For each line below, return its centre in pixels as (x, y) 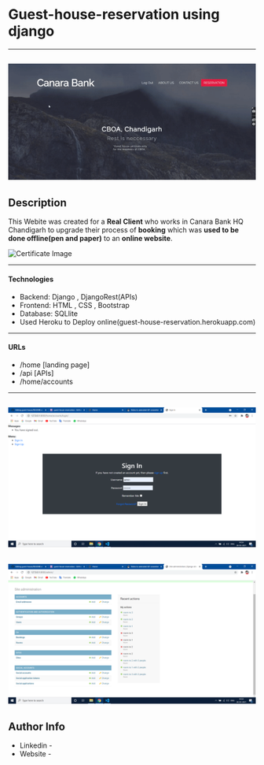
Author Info (37, 726)
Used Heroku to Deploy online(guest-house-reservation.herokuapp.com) (137, 321)
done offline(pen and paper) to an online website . (90, 239)
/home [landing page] (55, 365)
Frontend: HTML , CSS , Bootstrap (74, 305)
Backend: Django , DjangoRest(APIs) (79, 296)
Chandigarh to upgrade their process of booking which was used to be (124, 230)
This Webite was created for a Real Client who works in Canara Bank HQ (126, 221)
